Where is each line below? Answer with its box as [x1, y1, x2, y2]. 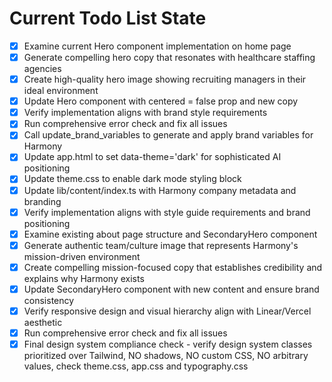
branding [23, 195, 62, 207]
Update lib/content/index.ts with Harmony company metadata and [23, 184, 297, 196]
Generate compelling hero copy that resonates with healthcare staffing [23, 52, 316, 63]
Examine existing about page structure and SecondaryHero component [23, 228, 318, 240]
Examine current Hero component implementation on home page [23, 40, 292, 52]
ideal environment [23, 85, 99, 97]
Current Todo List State [9, 7, 207, 30]
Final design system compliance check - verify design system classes [23, 338, 313, 350]
